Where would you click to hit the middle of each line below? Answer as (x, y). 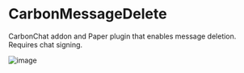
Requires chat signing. (46, 44)
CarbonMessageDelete (88, 14)
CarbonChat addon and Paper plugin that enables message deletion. (122, 36)
